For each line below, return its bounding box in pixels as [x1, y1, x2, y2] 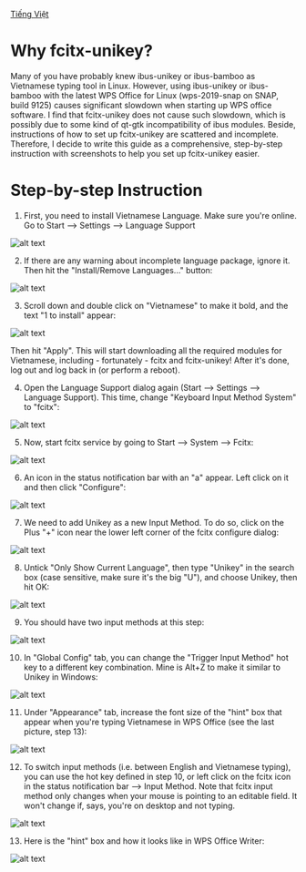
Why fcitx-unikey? [10, 41, 153, 61]
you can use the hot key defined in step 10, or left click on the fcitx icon [23, 771, 291, 782]
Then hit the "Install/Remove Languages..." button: [23, 264, 213, 275]
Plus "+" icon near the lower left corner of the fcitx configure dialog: [23, 527, 280, 538]
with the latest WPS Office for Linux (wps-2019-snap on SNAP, [43, 89, 279, 100]
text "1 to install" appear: [23, 310, 117, 321]
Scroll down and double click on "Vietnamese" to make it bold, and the [23, 300, 289, 311]
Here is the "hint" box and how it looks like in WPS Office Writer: [23, 835, 265, 846]
